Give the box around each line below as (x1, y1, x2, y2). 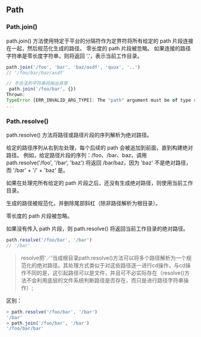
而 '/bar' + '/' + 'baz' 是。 (6, 167, 69, 174)
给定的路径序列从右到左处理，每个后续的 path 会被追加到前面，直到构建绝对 (6, 144, 193, 152)
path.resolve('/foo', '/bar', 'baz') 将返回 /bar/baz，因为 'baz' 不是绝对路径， (6, 159, 191, 167)
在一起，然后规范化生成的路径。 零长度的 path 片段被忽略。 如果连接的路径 (6, 44, 191, 52)
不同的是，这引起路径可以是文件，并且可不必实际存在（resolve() (26, 269, 185, 276)
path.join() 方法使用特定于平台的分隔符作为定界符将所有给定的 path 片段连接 (6, 37, 194, 44)
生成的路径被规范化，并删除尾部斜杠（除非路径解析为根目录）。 (6, 200, 161, 207)
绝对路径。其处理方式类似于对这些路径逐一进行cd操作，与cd (36, 261, 185, 269)
